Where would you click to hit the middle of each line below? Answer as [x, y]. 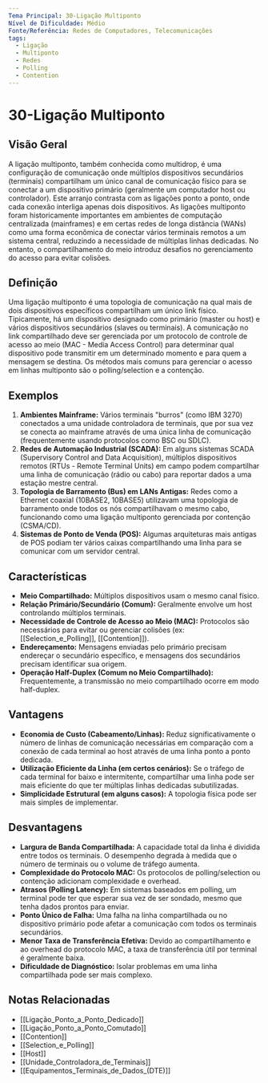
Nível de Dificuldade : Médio [57, 23]
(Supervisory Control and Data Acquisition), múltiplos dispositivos [128, 457]
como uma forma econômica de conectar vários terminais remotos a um [127, 232]
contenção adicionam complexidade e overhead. [100, 881]
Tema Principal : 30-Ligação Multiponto [75, 16]
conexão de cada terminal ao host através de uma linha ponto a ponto [135, 751]
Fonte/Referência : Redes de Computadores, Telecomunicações [111, 30]
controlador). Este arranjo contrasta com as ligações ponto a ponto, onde [129, 198]
